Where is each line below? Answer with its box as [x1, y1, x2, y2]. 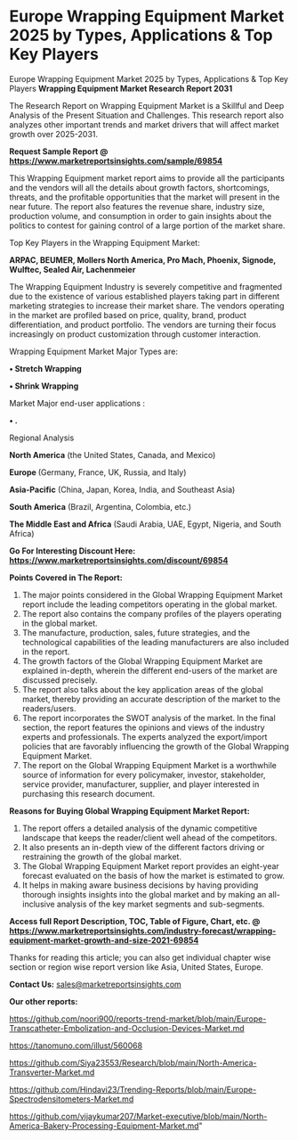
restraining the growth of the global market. [21, 851, 182, 862]
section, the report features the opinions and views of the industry [21, 722, 265, 733]
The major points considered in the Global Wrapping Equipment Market [21, 589, 283, 600]
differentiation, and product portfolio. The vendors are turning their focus [9, 319, 277, 330]
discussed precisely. [21, 675, 98, 685]
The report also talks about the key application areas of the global [21, 684, 264, 694]
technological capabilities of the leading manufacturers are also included [21, 636, 289, 647]
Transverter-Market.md [9, 1067, 95, 1078]
